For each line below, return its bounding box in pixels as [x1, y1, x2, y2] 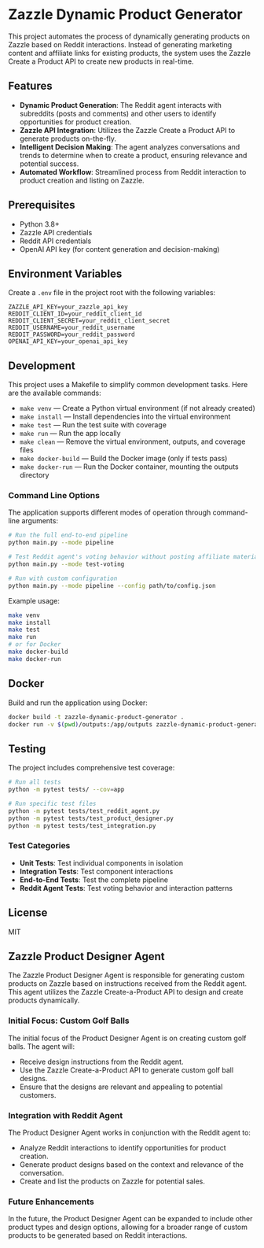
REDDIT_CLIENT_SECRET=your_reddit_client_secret [8, 317, 170, 325]
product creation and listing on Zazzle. [19, 175, 145, 185]
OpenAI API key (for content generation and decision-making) [19, 244, 220, 253]
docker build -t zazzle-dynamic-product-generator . [8, 713, 185, 721]
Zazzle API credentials [19, 227, 93, 237]
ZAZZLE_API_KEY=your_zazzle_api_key [8, 303, 128, 312]
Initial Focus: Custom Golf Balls [8, 1015, 130, 1026]
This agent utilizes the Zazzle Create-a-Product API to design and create [8, 988, 244, 997]
